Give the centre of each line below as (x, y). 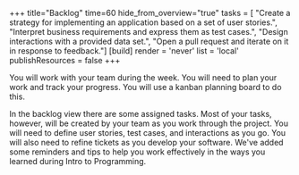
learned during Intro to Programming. (78, 161)
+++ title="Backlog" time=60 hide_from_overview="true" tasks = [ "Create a (150, 13)
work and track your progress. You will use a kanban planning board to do (145, 87)
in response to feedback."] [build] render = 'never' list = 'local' (124, 51)
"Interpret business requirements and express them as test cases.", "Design (149, 32)
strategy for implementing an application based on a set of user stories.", (143, 22)
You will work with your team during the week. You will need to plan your (143, 78)
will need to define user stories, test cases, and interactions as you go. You (148, 133)
